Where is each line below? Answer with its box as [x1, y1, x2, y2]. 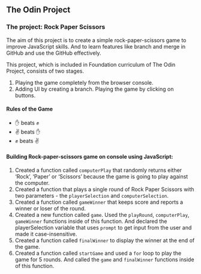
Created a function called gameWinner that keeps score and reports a [14, 198, 184, 206]
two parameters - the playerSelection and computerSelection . [14, 192, 169, 199]
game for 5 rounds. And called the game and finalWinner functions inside [14, 256, 194, 263]
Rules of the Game [6, 105, 53, 113]
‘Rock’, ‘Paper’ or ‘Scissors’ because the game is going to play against [14, 173, 188, 180]
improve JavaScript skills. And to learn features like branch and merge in [6, 43, 186, 50]
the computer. [14, 180, 50, 187]
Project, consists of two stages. [6, 67, 84, 75]
